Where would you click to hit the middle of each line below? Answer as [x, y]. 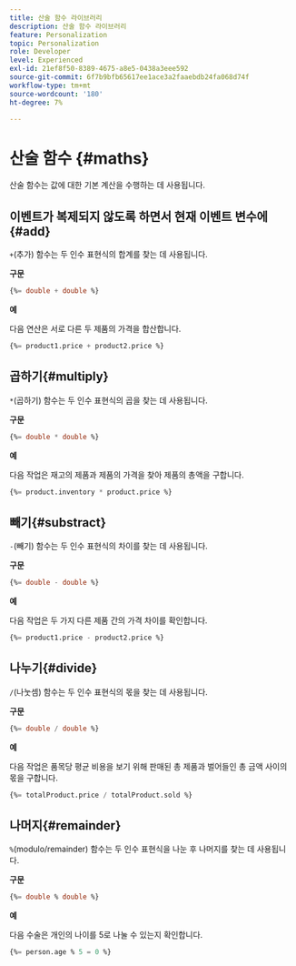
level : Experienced [46, 60]
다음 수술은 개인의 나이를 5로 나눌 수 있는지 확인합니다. [106, 935]
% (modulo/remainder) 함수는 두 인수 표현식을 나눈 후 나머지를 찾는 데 [132, 849]
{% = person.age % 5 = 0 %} [60, 952]
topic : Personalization [54, 43]
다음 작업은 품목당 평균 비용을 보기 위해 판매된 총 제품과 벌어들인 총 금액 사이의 [148, 766]
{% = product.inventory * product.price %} [91, 492]
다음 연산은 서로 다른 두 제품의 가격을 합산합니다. [95, 329]
